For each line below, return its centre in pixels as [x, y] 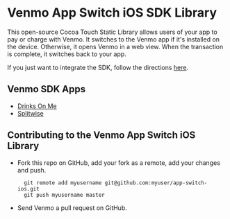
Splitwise [30, 113]
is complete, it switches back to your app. [67, 54]
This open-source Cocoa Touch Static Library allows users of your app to [112, 32]
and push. [32, 170]
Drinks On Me [37, 106]
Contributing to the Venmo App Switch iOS [101, 135]
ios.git [28, 189]
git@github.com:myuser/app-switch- [156, 183]
